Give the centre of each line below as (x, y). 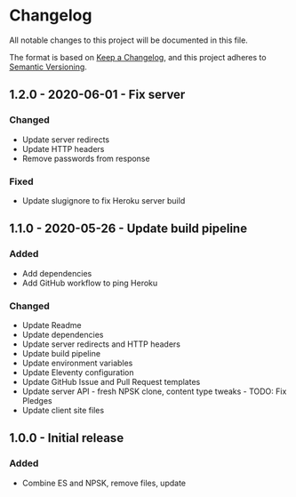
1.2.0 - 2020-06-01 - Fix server (97, 95)
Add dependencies (57, 273)
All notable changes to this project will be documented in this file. (129, 40)
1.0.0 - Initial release (67, 438)
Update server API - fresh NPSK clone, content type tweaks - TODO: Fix (154, 391)
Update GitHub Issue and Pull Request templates (111, 381)
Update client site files (63, 410)
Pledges (37, 400)
